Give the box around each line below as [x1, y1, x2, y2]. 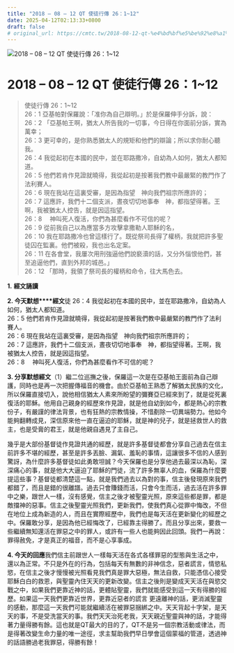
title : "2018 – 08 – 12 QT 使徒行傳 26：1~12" [7, 10, 139, 17]
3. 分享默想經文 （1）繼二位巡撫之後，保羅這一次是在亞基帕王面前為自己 [7, 373, 212, 381]
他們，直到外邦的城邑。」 [42, 258, 114, 267]
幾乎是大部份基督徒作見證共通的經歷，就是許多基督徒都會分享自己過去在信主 [7, 440, 227, 448]
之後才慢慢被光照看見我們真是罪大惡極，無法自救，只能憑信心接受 [37, 568, 227, 577]
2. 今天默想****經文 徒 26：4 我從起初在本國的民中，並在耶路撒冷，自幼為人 [7, 297, 226, 305]
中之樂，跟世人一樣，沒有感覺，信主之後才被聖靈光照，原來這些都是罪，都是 [7, 492, 227, 501]
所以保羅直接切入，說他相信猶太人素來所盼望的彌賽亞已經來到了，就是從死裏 [7, 390, 227, 399]
